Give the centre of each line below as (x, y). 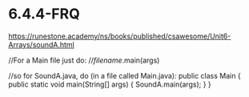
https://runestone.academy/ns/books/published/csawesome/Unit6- (120, 36)
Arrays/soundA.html (41, 44)
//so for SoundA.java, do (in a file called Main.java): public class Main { (125, 75)
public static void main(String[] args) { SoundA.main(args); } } (110, 84)
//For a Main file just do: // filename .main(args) (84, 60)
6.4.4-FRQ (44, 14)
